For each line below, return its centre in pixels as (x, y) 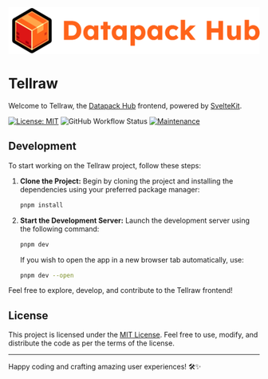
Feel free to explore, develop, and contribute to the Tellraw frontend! (120, 290)
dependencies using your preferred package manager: (110, 189)
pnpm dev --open (47, 275)
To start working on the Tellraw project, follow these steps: (105, 165)
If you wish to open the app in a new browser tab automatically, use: (132, 259)
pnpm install (41, 205)
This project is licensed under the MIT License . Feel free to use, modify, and (133, 335)
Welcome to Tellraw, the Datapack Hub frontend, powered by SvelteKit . (125, 105)
